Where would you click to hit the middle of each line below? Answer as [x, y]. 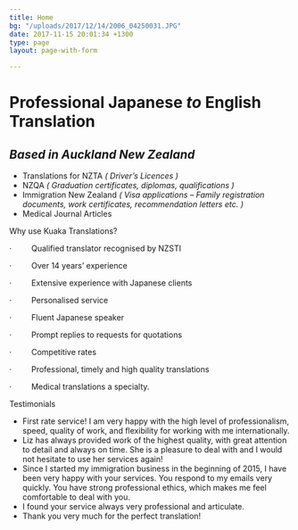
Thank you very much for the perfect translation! [112, 516]
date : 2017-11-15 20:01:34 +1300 [71, 34]
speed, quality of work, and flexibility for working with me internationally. [156, 431]
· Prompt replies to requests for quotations [96, 335]
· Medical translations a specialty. [79, 387]
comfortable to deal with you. [76, 497]
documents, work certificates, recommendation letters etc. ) [132, 204]
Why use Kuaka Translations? [63, 231]
